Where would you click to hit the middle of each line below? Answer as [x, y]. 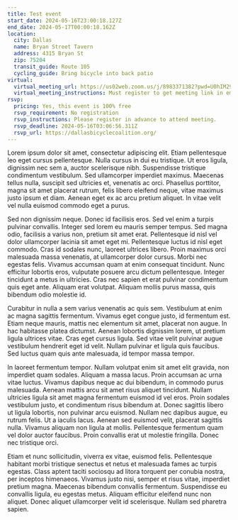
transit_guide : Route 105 [52, 67]
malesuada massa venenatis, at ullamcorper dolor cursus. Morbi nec [107, 257]
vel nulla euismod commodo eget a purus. [68, 206]
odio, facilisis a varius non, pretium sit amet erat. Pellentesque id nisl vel [112, 234]
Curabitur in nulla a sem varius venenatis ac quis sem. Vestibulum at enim [115, 309]
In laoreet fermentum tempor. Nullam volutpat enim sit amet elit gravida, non [118, 367]
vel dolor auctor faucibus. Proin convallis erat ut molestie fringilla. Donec [113, 435]
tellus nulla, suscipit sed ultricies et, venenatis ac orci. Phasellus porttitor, [114, 183]
